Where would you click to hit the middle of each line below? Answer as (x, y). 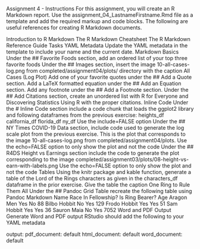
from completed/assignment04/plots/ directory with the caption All (108, 71)
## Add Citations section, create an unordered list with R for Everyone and (97, 96)
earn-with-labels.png (32, 166)
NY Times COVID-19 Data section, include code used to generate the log (95, 128)
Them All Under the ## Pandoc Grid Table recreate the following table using (99, 191)
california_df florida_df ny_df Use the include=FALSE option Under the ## (96, 121)
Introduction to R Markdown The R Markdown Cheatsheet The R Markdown (98, 39)
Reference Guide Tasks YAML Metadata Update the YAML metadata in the (97, 45)
